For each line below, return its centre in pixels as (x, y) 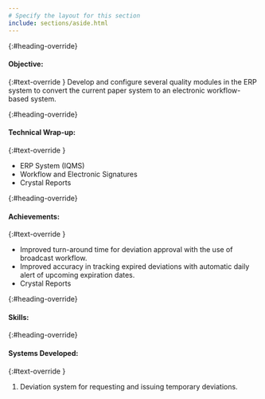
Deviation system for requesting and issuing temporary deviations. (129, 386)
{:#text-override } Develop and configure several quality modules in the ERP (132, 81)
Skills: (19, 317)
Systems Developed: (43, 353)
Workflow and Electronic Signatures (78, 174)
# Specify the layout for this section (74, 16)
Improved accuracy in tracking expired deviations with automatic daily (134, 267)
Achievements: (34, 216)
